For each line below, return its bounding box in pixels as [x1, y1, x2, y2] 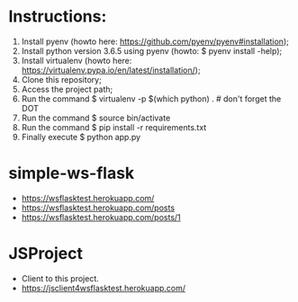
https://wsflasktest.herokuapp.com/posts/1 [21, 211, 181, 222]
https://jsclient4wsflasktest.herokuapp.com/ [21, 282, 186, 293]
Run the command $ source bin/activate [21, 112, 171, 123]
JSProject [8, 244, 83, 264]
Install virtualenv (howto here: [21, 55, 132, 66]
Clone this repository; [21, 74, 103, 84]
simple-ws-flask [8, 164, 135, 183]
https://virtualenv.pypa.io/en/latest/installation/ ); [21, 65, 201, 75]
